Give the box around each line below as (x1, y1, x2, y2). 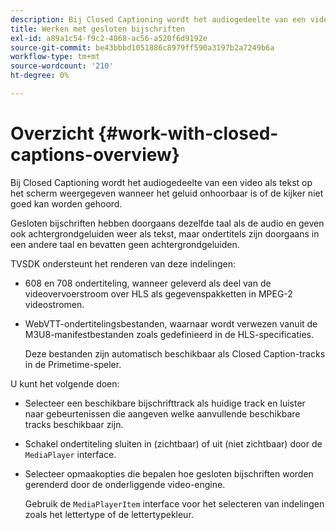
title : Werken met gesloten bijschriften (10, 24, 186, 34)
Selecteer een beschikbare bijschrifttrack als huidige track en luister (24, 397, 306, 409)
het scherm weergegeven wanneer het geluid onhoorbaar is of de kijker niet (10, 187, 324, 199)
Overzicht (10, 122, 95, 145)
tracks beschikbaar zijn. (24, 418, 124, 430)
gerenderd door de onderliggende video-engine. (24, 478, 226, 490)
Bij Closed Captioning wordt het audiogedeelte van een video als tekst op (10, 176, 313, 188)
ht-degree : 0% (10, 71, 70, 81)
